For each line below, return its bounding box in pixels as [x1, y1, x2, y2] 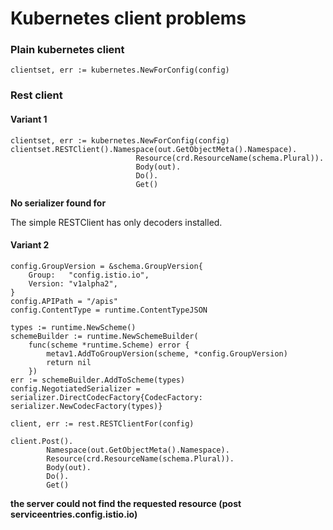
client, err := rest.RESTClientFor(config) [10, 418, 195, 429]
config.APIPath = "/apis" [10, 296, 118, 306]
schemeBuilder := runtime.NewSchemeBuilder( [10, 331, 199, 341]
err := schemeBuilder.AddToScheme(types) [10, 375, 186, 385]
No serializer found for [10, 197, 107, 209]
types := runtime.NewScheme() [10, 322, 137, 332]
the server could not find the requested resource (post [10, 497, 242, 509]
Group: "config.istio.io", [28, 270, 150, 280]
